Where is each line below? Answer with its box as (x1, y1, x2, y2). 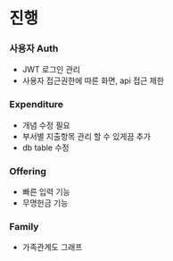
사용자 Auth (9, 42, 59, 55)
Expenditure (9, 98, 64, 111)
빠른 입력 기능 (21, 187, 70, 198)
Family (9, 221, 39, 232)
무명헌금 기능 (21, 198, 69, 208)
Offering (9, 164, 47, 177)
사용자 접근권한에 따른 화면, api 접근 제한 (21, 75, 165, 86)
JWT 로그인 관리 (21, 64, 80, 75)
